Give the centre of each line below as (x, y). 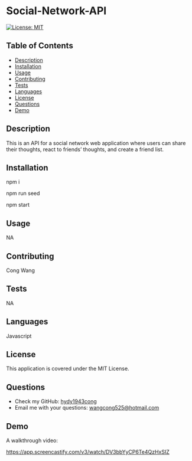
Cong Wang (21, 270)
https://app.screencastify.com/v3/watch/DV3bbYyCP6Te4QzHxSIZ (88, 452)
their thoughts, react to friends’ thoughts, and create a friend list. (85, 149)
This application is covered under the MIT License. (68, 369)
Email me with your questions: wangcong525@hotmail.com (87, 408)
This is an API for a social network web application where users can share (96, 143)
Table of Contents (40, 46)
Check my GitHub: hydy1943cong (56, 401)
